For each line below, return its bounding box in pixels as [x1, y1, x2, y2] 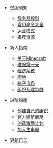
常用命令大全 [17, 22, 44, 27]
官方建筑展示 [17, 114, 44, 120]
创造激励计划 [17, 120, 44, 126]
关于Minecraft [17, 55, 46, 61]
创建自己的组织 [17, 108, 48, 114]
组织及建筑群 [17, 87, 44, 92]
